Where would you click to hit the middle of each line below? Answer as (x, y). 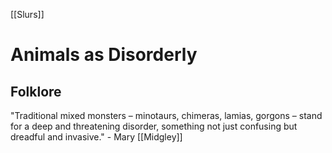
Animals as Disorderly (104, 55)
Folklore (36, 91)
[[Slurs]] (27, 14)
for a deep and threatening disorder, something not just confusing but (154, 126)
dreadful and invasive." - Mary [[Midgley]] (96, 137)
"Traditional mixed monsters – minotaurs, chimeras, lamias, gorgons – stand (166, 115)
